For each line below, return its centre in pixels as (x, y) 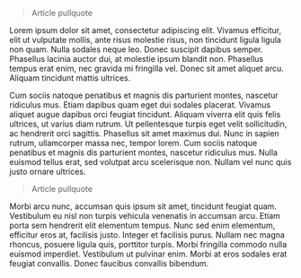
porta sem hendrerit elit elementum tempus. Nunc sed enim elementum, (142, 225)
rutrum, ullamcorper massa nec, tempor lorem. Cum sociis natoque (133, 143)
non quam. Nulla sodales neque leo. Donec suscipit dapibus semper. (136, 49)
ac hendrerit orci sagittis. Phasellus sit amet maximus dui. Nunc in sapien (145, 133)
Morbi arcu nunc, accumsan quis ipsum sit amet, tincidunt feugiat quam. (143, 206)
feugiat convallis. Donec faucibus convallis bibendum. (109, 263)
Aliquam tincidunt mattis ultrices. (70, 78)
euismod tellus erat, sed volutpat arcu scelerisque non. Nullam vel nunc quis (150, 162)
